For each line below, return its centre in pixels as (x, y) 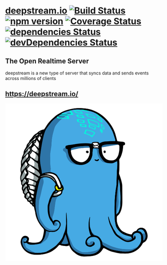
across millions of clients (31, 78)
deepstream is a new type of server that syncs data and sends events (77, 73)
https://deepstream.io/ (42, 94)
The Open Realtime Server (47, 61)
